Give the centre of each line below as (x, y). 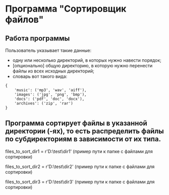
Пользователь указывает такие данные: (48, 50)
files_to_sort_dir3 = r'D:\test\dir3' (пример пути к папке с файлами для (80, 182)
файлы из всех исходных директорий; (53, 71)
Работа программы (38, 38)
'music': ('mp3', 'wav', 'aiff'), (50, 90)
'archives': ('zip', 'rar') (44, 103)
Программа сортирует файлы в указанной (76, 123)
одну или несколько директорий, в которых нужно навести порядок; (87, 60)
